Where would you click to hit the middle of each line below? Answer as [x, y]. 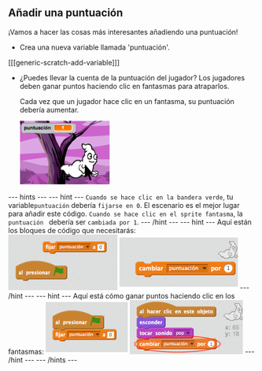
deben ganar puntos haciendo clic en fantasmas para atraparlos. [124, 86]
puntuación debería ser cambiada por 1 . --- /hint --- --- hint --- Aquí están [130, 222]
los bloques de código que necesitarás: [72, 230]
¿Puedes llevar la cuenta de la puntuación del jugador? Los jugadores [132, 77]
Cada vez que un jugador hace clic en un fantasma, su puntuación [127, 101]
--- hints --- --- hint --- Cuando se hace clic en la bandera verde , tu [121, 197]
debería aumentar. [49, 109]
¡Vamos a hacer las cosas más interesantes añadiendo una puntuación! [123, 32]
